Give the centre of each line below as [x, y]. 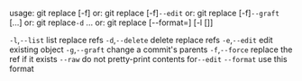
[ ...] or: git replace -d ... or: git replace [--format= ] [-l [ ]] [111, 22]
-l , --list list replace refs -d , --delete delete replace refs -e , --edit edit [141, 40]
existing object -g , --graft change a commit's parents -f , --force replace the [151, 49]
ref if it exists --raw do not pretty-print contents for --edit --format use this [148, 59]
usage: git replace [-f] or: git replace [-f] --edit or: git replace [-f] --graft [144, 13]
